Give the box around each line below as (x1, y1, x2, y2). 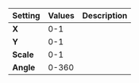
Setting (12, 10, 41, 21)
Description (82, 10, 128, 21)
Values (47, 10, 75, 21)
